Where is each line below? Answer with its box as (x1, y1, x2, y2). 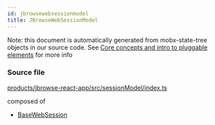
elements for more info (7, 50, 73, 59)
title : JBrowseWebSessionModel (7, 17, 98, 24)
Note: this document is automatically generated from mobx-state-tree (7, 35, 207, 44)
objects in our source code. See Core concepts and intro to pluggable (7, 43, 208, 51)
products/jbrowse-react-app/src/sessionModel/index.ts (7, 83, 168, 92)
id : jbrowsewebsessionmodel (7, 10, 89, 17)
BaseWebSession (17, 110, 68, 119)
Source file (7, 67, 45, 77)
